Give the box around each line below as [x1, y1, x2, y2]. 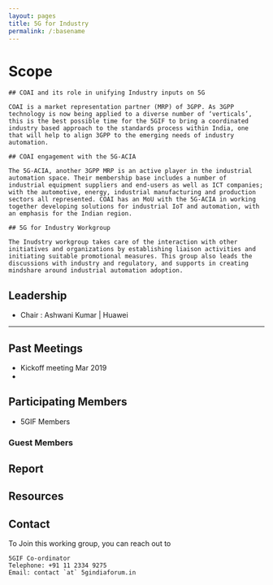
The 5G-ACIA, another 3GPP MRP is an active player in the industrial [8, 167, 253, 175]
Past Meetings [8, 341, 84, 355]
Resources [8, 489, 64, 504]
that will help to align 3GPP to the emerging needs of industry [8, 132, 234, 140]
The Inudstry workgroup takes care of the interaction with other [8, 238, 238, 246]
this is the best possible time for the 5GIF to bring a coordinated [8, 117, 249, 126]
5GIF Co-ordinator [8, 554, 71, 563]
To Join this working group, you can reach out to [8, 539, 171, 548]
